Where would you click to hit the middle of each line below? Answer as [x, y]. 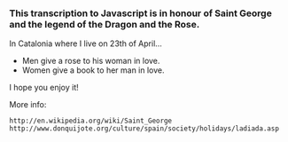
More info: [28, 105]
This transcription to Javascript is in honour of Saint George [140, 13]
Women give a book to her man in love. [93, 70]
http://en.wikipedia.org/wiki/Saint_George [91, 121]
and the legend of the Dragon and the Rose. [105, 24]
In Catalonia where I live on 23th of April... [86, 43]
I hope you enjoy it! [44, 88]
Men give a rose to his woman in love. [91, 61]
